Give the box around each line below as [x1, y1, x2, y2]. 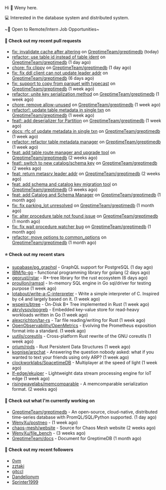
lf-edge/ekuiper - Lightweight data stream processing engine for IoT [11, 370, 152, 376]
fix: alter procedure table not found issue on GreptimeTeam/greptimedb [11, 213, 159, 219]
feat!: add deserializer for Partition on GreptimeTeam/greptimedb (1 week [11, 118, 162, 124]
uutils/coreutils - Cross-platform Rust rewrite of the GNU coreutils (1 [11, 333, 152, 339]
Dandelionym [11, 474, 39, 480]
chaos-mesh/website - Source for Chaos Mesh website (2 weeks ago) [11, 425, 156, 431]
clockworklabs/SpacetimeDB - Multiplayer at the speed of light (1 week [11, 360, 158, 366]
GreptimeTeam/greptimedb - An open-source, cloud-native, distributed [11, 409, 158, 415]
